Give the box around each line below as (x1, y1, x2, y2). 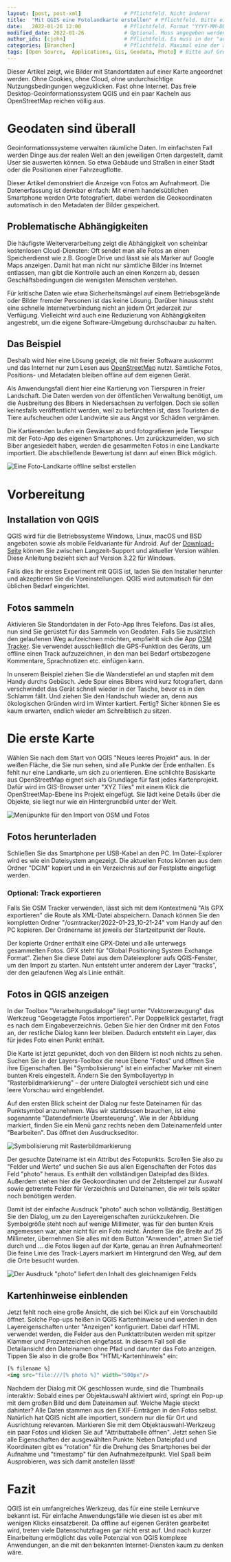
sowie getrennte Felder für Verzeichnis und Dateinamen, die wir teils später (7, 1185, 221, 1193)
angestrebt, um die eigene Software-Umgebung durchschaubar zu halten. (7, 318, 217, 326)
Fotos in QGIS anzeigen (7, 988, 109, 1000)
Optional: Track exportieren (7, 888, 102, 897)
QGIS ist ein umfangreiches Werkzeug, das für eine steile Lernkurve (7, 1504, 199, 1512)
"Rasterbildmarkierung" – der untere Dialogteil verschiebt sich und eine (7, 1079, 209, 1087)
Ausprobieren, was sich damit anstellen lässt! (7, 1457, 135, 1466)
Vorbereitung (7, 486, 85, 502)
